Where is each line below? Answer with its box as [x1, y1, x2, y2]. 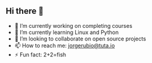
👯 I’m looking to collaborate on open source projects [14, 35, 147, 42]
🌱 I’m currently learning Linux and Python [14, 28, 119, 36]
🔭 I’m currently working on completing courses [14, 22, 132, 29]
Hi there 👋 [5, 6, 44, 16]
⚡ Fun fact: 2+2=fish [14, 51, 67, 58]
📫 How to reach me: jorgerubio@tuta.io [14, 42, 115, 49]
